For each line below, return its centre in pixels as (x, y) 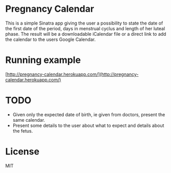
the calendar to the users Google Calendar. (51, 39)
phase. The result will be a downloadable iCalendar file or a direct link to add (86, 34)
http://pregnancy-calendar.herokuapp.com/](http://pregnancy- (73, 74)
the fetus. (23, 131)
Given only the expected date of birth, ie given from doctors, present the (89, 114)
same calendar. (29, 120)
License (22, 152)
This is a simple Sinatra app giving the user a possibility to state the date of (84, 23)
